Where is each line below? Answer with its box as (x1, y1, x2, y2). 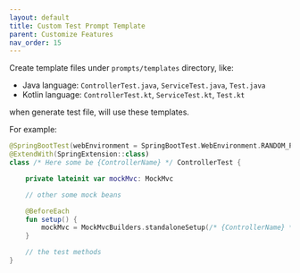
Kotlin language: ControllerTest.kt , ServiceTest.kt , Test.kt (21, 90, 246, 100)
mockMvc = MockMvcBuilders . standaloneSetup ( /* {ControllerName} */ (41, 223, 297, 233)
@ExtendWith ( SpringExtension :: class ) (9, 149, 150, 159)
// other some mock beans (25, 190, 122, 200)
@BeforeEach (25, 207, 70, 216)
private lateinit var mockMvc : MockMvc (25, 174, 174, 183)
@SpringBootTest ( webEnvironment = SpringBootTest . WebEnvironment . (9, 141, 262, 150)
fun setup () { (25, 215, 78, 224)
